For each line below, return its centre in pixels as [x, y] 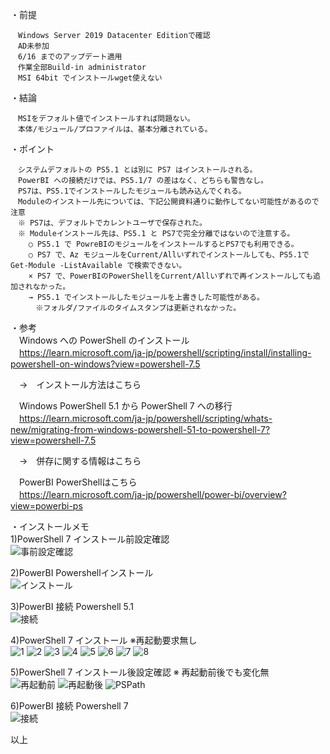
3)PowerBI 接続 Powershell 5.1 [72, 606]
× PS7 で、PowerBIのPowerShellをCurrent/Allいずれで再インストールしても [171, 276]
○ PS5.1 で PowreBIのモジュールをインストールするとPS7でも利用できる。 [163, 244]
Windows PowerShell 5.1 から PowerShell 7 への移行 [125, 406]
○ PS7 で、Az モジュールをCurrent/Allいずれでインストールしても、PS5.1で [169, 255]
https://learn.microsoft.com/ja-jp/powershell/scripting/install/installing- [165, 352]
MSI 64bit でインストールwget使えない [90, 78]
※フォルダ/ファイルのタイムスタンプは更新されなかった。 [138, 308]
